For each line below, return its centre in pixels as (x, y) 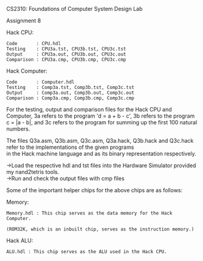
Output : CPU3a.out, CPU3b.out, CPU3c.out (66, 54)
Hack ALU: (20, 241)
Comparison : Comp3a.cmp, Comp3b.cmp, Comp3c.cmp (71, 98)
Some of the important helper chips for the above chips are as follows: (95, 190)
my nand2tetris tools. (33, 172)
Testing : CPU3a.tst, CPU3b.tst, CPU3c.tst (66, 49)
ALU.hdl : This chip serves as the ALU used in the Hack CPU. (87, 252)
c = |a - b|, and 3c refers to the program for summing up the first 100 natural (102, 122)
